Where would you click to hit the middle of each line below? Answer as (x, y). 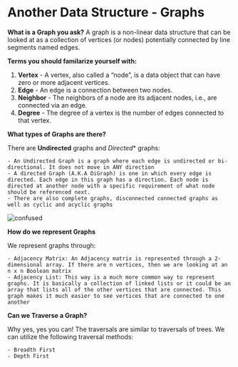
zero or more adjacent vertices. (64, 82)
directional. (27, 167)
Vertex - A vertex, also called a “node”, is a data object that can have (119, 75)
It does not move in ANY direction (102, 167)
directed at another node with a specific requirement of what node (111, 186)
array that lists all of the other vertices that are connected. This (114, 289)
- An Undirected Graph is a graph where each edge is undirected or (111, 161)
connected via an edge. (52, 105)
